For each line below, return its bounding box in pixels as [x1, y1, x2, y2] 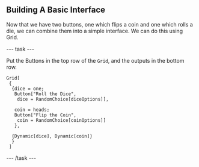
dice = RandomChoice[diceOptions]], [17, 96, 109, 102]
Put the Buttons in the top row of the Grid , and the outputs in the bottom [6, 57, 185, 64]
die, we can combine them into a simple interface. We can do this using [6, 27, 183, 34]
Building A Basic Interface [6, 5, 106, 15]
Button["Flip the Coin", [14, 112, 77, 118]
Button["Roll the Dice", [14, 90, 77, 97]
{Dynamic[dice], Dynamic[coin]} [11, 133, 93, 139]
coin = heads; [14, 107, 50, 113]
